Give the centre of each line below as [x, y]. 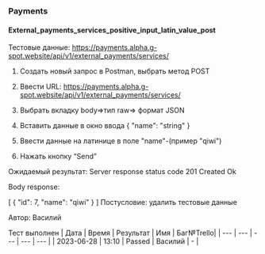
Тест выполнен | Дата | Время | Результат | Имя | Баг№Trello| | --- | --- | [130, 233]
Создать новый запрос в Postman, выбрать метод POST [115, 71]
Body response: [34, 187]
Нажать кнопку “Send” [58, 157]
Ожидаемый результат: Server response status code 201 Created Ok [122, 172]
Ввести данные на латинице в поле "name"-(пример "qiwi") [121, 141]
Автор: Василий [35, 218]
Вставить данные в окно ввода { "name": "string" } [105, 126]
